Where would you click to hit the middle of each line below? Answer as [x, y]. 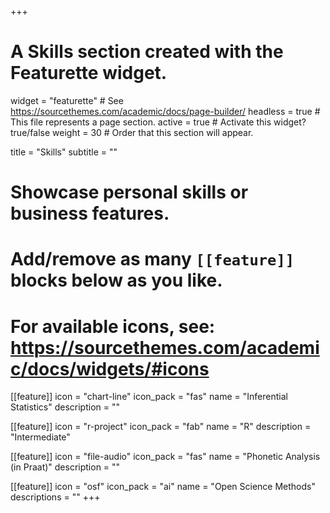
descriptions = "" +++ [55, 497]
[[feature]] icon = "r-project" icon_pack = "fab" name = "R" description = [161, 427]
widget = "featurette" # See [67, 100]
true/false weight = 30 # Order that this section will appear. [132, 132]
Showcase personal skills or [129, 192]
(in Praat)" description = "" [65, 467]
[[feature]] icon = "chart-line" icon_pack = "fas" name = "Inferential [149, 397]
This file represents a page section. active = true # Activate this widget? [158, 122]
